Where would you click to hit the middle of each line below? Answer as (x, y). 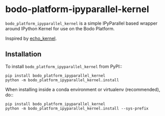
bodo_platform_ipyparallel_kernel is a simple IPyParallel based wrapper (81, 23)
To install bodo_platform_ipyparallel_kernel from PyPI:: (64, 66)
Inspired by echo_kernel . (31, 38)
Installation (23, 54)
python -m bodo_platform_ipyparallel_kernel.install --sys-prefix (77, 108)
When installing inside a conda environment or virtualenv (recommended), (83, 89)
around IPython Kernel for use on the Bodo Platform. (60, 28)
